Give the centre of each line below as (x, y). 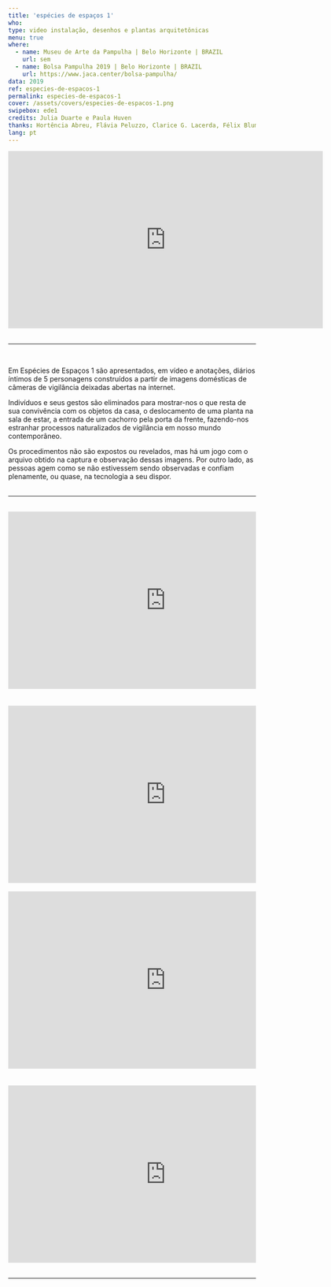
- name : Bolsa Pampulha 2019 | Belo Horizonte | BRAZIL (108, 67)
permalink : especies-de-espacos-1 (65, 96)
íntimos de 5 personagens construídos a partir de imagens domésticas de (128, 378)
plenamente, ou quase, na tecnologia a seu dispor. (90, 476)
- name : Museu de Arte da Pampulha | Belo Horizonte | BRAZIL (119, 52)
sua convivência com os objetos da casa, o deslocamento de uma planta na (131, 411)
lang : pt (22, 132)
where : (19, 45)
